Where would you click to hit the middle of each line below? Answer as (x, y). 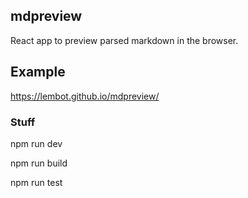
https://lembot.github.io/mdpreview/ (85, 96)
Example (38, 72)
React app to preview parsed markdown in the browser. (124, 40)
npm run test (36, 182)
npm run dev (36, 143)
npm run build (39, 163)
